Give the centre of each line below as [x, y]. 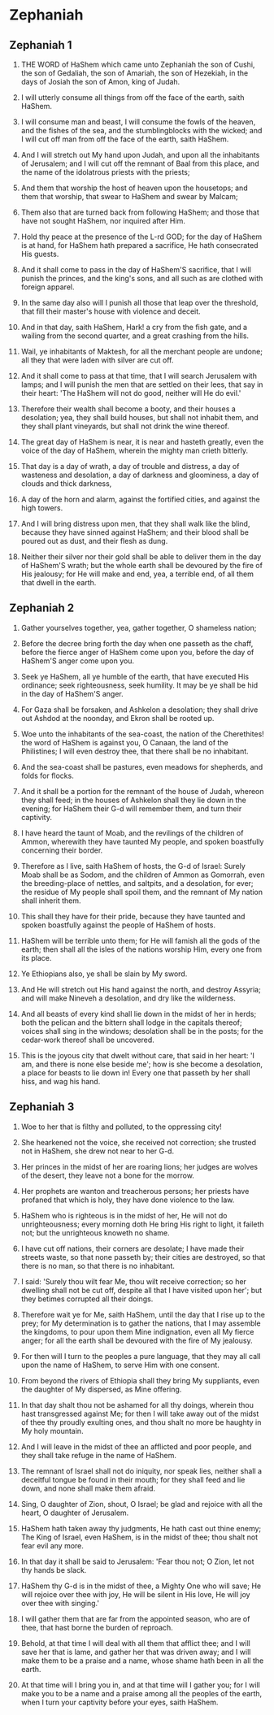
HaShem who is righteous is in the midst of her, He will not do [124, 1215]
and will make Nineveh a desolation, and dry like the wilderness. [128, 998]
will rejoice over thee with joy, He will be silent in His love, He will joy [135, 1594]
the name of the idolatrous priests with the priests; [105, 172]
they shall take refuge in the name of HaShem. [99, 1455]
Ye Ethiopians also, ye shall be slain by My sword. [104, 974]
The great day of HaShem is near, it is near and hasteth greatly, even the [142, 442]
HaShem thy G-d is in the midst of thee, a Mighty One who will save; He [141, 1586]
